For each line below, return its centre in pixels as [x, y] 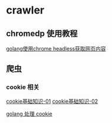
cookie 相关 [23, 87]
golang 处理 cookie [29, 114]
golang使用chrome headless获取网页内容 [56, 49]
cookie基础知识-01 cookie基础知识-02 [52, 101]
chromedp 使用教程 [42, 33]
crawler [25, 10]
